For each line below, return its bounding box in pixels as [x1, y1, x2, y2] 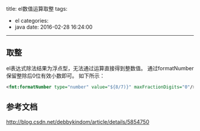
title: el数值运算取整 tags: [6, 5, 68, 12]
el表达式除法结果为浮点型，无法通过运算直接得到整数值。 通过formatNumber [6, 64, 194, 71]
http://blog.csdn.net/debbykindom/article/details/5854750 [6, 118, 150, 125]
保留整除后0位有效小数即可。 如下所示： [6, 72, 105, 79]
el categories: [14, 17, 49, 24]
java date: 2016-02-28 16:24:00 [14, 23, 93, 30]
